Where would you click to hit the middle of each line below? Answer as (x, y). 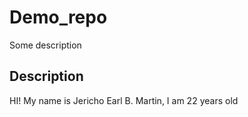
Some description (45, 45)
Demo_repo (58, 17)
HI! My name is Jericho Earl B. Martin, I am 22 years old (124, 100)
